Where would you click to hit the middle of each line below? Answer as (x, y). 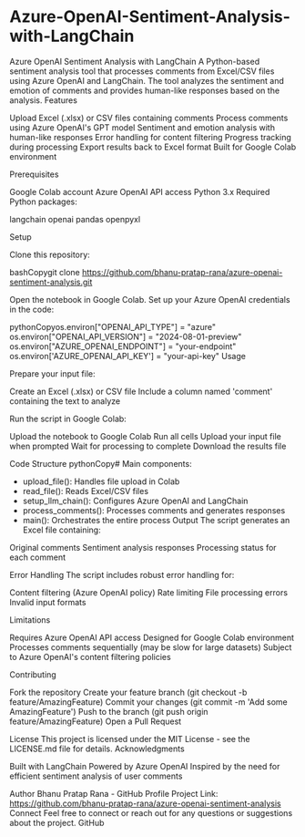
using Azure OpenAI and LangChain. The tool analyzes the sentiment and (147, 80)
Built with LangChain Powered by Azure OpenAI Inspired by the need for (145, 766)
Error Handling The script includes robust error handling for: (122, 574)
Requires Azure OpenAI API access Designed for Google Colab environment (152, 637)
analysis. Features (43, 100)
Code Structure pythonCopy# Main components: (101, 463)
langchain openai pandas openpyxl (75, 219)
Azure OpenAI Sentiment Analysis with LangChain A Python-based (135, 61)
